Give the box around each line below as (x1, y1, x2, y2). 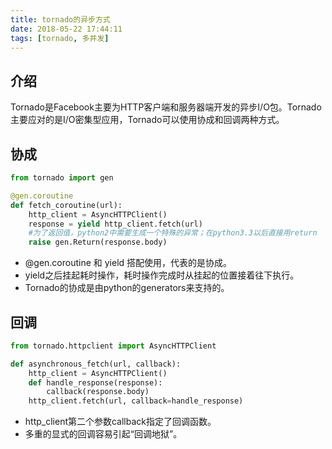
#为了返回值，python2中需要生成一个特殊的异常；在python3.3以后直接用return (28, 228, 318, 238)
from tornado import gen (10, 173, 114, 183)
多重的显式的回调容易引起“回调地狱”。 (24, 428, 183, 440)
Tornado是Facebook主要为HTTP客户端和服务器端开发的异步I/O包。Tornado (10, 101, 322, 113)
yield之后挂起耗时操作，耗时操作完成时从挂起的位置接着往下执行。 (24, 269, 300, 281)
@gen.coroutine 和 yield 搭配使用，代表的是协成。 (24, 257, 233, 269)
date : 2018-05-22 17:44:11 (10, 24, 123, 34)
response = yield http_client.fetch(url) (28, 219, 203, 229)
